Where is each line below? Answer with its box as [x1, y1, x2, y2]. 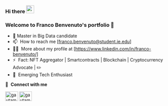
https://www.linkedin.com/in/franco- [75, 46, 151, 52]
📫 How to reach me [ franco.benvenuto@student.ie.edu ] [12, 38, 132, 45]
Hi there [5, 8, 25, 15]
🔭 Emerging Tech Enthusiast [12, 72, 73, 78]
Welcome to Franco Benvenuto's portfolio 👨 [5, 21, 114, 28]
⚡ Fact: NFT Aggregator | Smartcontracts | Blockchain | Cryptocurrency [12, 57, 163, 63]
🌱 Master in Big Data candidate [12, 33, 77, 39]
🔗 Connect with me [5, 81, 48, 88]
